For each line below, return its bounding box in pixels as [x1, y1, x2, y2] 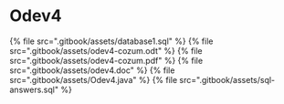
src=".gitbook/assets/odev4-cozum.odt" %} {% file [9, 45, 203, 56]
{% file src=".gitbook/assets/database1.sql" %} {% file [9, 36, 214, 47]
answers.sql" [9, 84, 59, 95]
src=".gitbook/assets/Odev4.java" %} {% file [9, 74, 178, 85]
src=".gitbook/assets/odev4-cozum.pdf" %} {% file [9, 55, 204, 66]
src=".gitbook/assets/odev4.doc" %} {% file [9, 65, 175, 76]
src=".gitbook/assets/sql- [179, 74, 276, 85]
